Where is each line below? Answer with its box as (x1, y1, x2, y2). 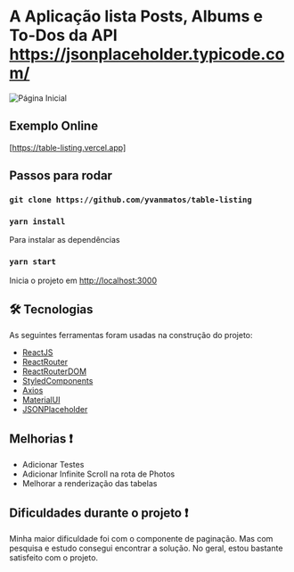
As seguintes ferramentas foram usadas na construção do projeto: (9, 330, 253, 341)
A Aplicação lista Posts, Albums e (9, 6, 263, 27)
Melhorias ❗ (9, 431, 73, 446)
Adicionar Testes (21, 460, 85, 470)
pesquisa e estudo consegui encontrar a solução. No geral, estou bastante (9, 543, 283, 554)
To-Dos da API (9, 25, 118, 46)
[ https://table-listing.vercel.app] (9, 142, 127, 153)
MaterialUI (21, 394, 61, 405)
